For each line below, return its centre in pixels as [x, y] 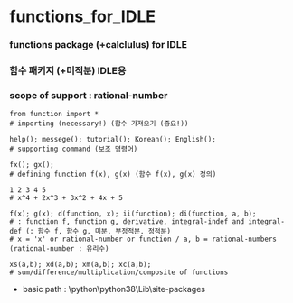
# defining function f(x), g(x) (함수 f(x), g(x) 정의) [113, 174]
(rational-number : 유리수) [59, 249]
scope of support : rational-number [89, 95]
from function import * [54, 115]
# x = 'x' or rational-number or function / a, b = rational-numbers [143, 239]
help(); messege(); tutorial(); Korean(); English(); [113, 140]
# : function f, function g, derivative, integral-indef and [127, 222]
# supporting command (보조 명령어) [74, 149]
